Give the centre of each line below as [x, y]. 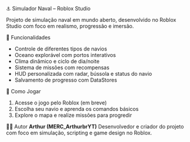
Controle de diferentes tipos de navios [61, 49]
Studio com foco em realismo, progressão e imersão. [70, 26]
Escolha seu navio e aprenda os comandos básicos [77, 109]
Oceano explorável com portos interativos [65, 55]
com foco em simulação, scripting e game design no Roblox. [79, 133]
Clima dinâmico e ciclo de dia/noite [57, 61]
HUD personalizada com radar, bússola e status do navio [83, 74]
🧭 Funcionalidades [28, 37]
